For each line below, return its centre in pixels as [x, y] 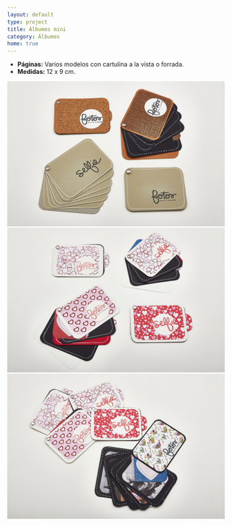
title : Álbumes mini [37, 29]
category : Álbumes [33, 37]
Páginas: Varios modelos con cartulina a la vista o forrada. [100, 64]
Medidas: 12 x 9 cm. [46, 72]
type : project [28, 22]
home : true [23, 44]
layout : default [30, 15]
